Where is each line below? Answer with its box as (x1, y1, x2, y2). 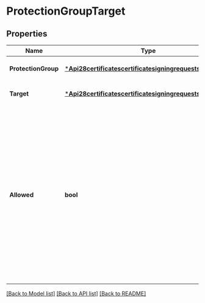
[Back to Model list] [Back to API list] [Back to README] (6, 290, 146, 297)
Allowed (9, 190, 34, 199)
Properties (6, 29, 48, 39)
